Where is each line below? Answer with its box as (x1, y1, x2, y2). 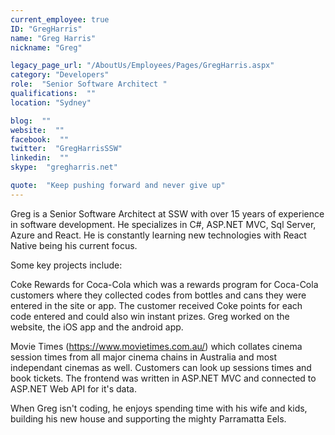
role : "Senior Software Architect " (10, 79, 168, 90)
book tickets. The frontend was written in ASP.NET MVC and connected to (10, 372, 317, 384)
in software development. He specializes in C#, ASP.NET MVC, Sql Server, (10, 218, 317, 230)
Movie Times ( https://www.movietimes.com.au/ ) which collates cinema (10, 340, 303, 352)
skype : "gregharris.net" (10, 162, 118, 173)
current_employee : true (10, 14, 110, 25)
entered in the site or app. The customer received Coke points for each (10, 299, 303, 311)
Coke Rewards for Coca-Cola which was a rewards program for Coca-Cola (10, 278, 319, 290)
